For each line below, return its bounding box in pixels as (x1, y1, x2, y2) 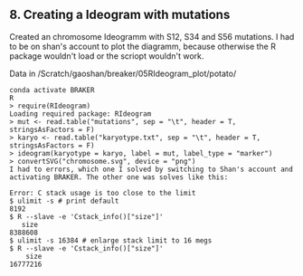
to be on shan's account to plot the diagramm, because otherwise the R (9, 41, 276, 52)
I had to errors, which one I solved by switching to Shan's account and (9, 165, 294, 174)
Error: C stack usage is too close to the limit (9, 188, 196, 197)
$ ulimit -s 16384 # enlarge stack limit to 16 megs (9, 235, 213, 245)
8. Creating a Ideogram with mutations (9, 7, 231, 23)
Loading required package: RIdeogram (9, 109, 152, 119)
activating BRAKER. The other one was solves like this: (9, 172, 229, 182)
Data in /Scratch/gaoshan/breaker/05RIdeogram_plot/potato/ (9, 68, 237, 79)
